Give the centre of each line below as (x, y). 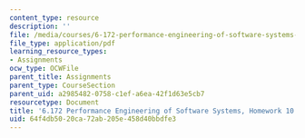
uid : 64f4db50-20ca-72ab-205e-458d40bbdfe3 (93, 119)
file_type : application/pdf (63, 43)
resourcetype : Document (54, 102)
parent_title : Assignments (60, 77)
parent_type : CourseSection (63, 85)
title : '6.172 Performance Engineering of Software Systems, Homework (146, 111)
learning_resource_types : (58, 52)
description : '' (40, 26)
